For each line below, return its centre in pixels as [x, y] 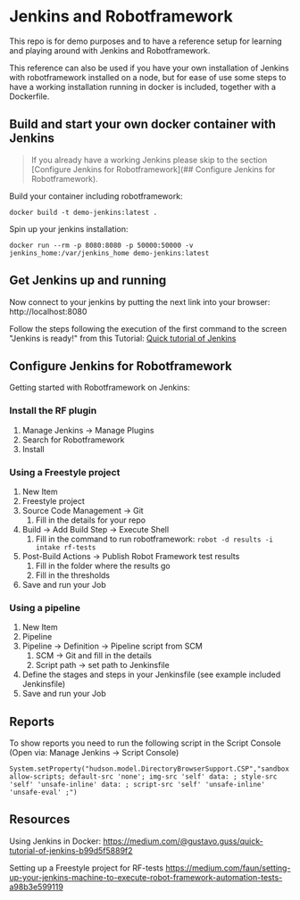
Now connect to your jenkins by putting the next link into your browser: [140, 301]
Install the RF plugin [53, 410]
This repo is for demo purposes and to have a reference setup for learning [146, 41]
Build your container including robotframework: [96, 196]
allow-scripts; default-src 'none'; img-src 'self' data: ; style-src [143, 777]
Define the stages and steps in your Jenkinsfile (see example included [151, 674]
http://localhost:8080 [48, 311]
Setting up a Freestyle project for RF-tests [86, 868]
